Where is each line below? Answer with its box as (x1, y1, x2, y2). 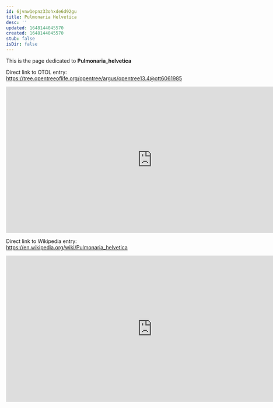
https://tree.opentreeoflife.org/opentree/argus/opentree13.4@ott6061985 (6, 74, 183, 82)
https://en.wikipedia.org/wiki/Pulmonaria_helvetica (6, 244, 128, 251)
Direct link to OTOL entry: (6, 68, 67, 76)
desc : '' (6, 19, 27, 25)
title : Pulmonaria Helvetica (6, 14, 77, 20)
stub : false (6, 36, 35, 42)
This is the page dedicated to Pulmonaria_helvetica (6, 57, 132, 64)
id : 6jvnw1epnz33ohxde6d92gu (6, 8, 77, 15)
